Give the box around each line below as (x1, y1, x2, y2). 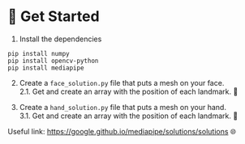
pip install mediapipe (7, 64, 84, 72)
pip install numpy (7, 49, 70, 57)
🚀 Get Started (7, 7, 100, 26)
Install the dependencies (19, 34, 102, 44)
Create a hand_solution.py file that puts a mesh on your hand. (19, 102, 226, 112)
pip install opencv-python (7, 57, 99, 65)
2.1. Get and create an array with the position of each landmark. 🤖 (19, 87, 239, 96)
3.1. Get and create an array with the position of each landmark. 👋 (19, 111, 239, 121)
